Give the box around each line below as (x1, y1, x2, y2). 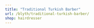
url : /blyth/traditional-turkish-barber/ (5, 11, 90, 16)
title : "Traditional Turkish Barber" (5, 7, 81, 12)
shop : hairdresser (5, 16, 42, 20)
